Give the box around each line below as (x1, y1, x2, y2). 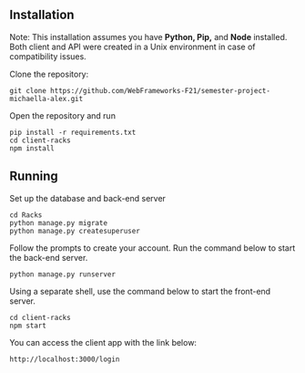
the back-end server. (9, 252, 88, 263)
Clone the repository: (9, 68, 89, 79)
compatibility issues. (9, 50, 86, 62)
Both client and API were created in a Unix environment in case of (9, 41, 256, 52)
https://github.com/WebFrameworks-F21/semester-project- (49, 86, 271, 95)
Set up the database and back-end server (9, 192, 167, 203)
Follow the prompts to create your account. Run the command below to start (9, 242, 296, 254)
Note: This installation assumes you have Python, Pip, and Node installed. (9, 31, 288, 42)
